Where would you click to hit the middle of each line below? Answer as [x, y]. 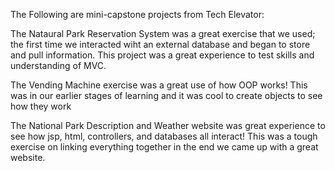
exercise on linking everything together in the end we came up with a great [164, 147]
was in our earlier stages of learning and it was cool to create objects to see [166, 95]
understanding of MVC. [58, 65]
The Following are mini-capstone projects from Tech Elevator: [137, 14]
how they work [41, 106]
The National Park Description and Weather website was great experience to [168, 125]
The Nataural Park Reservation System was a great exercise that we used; [163, 33]
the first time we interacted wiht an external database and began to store [160, 44]
